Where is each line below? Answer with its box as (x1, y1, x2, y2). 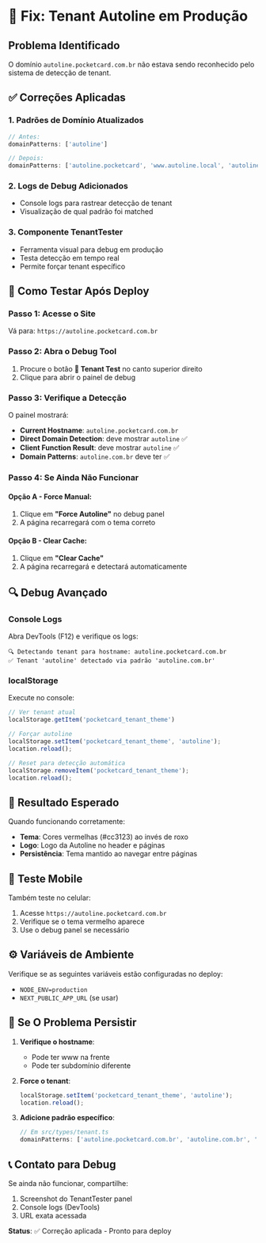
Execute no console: (8, 693, 75, 703)
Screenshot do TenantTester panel (19, 1194, 133, 1203)
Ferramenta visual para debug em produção (19, 245, 164, 254)
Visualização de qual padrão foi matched (19, 207, 154, 216)
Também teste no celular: (8, 893, 91, 902)
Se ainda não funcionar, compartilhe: (8, 1178, 129, 1188)
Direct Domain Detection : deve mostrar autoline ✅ (19, 434, 188, 444)
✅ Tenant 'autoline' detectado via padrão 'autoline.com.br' (8, 657, 216, 665)
